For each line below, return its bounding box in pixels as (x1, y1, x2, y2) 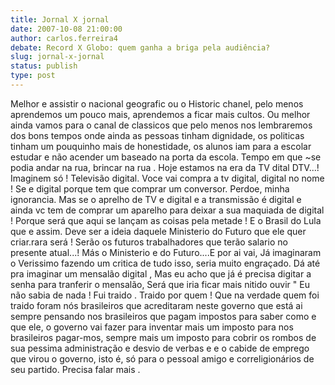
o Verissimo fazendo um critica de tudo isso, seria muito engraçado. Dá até (10, 257, 321, 269)
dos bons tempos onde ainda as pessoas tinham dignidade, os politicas (10, 129, 305, 141)
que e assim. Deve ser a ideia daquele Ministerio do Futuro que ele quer (10, 225, 307, 237)
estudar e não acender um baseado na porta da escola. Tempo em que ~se (10, 151, 322, 163)
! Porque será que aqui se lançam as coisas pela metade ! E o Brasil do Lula (10, 214, 322, 226)
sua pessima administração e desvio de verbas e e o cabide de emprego (10, 342, 310, 354)
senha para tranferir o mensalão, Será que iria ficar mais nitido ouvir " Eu (10, 278, 310, 290)
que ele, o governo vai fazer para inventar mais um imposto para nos (10, 321, 294, 333)
